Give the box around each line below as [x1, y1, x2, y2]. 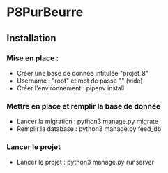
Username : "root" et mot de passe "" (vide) [16, 76, 144, 85]
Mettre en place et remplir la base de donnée [6, 101, 161, 111]
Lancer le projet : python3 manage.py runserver [16, 158, 155, 167]
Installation [6, 32, 56, 44]
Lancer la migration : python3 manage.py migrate [16, 117, 158, 126]
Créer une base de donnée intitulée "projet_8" [16, 69, 149, 77]
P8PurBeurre [6, 4, 84, 20]
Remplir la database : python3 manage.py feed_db [16, 125, 162, 133]
